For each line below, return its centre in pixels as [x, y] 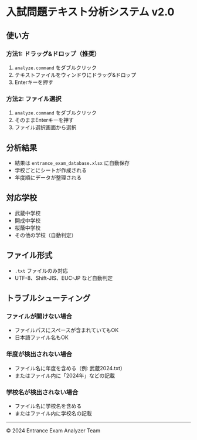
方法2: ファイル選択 [34, 99]
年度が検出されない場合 [39, 354]
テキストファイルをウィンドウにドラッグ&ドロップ [75, 75]
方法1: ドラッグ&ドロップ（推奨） [53, 53]
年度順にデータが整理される [48, 177]
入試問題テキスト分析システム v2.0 [90, 12]
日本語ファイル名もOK [41, 337]
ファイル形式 [29, 255]
